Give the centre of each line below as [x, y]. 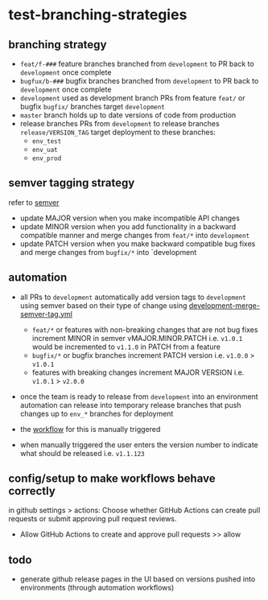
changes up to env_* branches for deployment [97, 413]
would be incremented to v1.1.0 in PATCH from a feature [126, 347]
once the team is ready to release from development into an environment [139, 397]
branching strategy [58, 45]
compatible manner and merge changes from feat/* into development [135, 235]
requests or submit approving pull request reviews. [93, 519]
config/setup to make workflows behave [112, 479]
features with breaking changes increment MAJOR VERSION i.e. [138, 372]
